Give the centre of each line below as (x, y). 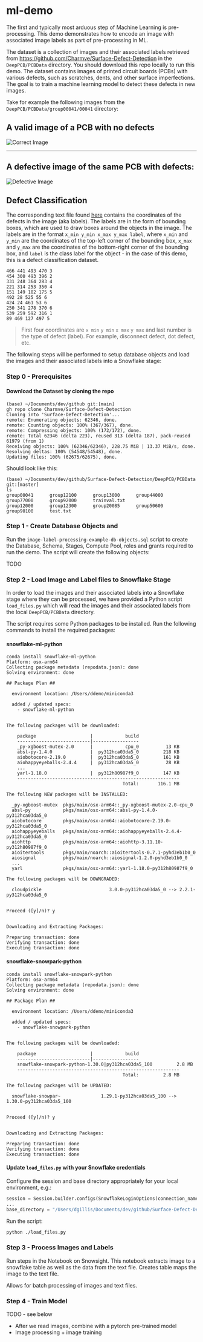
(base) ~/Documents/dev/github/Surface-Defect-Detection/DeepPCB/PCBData (101, 479)
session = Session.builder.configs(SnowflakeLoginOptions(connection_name (102, 1199)
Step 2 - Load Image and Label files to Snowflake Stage (89, 580)
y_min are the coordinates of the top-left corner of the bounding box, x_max (99, 241)
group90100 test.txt (39, 511)
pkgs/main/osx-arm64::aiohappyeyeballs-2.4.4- (123, 832)
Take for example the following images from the (66, 102)
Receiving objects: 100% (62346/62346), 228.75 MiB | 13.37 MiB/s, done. (101, 446)
